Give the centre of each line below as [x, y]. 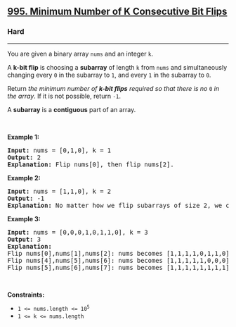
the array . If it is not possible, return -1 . [64, 96]
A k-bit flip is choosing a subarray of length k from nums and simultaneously [117, 67]
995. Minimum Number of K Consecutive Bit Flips [117, 12]
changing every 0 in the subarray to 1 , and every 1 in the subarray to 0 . [109, 75]
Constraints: [26, 295]
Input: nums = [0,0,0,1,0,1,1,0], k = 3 [78, 232]
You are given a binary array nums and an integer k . [80, 54]
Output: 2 [24, 157]
